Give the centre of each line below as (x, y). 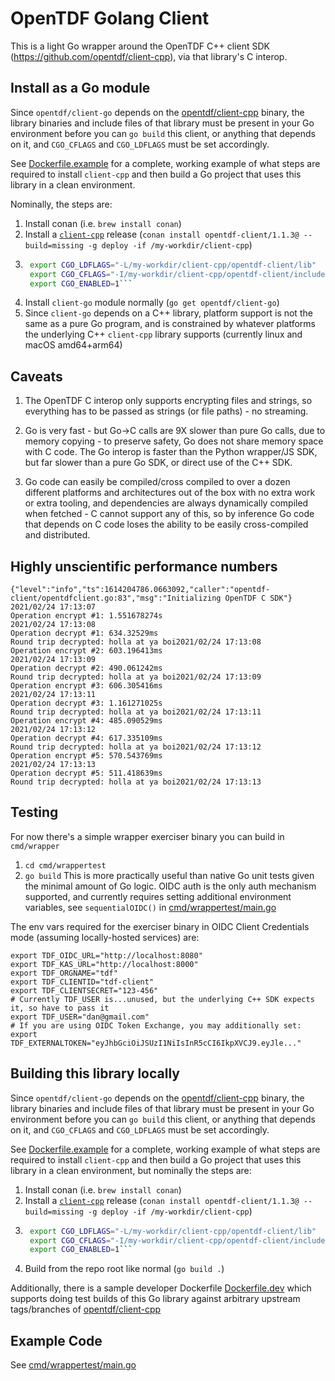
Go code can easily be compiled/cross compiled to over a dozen (157, 482)
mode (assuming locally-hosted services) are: (105, 937)
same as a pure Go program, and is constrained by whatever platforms (170, 324)
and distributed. (57, 535)
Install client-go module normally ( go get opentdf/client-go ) (152, 303)
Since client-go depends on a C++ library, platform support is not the (168, 313)
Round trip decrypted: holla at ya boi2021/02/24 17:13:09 (136, 677)
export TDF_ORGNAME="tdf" (64, 973)
